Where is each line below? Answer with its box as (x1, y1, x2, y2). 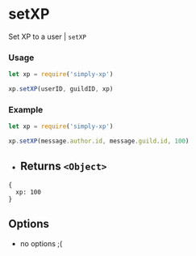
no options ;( (19, 238, 63, 248)
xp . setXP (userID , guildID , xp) (8, 85, 114, 93)
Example (8, 104, 44, 115)
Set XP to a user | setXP (8, 32, 87, 41)
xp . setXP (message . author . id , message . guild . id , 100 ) (8, 137, 190, 146)
